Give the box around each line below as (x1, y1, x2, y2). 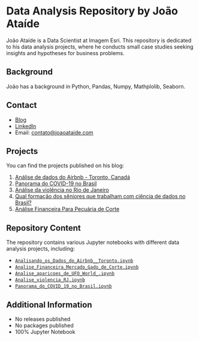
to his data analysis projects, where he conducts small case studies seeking (6, 43, 194, 50)
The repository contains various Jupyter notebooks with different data (6, 239, 180, 246)
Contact (6, 100, 37, 110)
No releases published (14, 316, 71, 322)
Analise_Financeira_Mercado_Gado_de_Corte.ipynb (14, 264, 139, 270)
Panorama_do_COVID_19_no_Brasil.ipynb (14, 283, 112, 289)
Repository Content (6, 223, 81, 233)
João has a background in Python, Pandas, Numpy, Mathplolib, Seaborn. (6, 83, 186, 90)
